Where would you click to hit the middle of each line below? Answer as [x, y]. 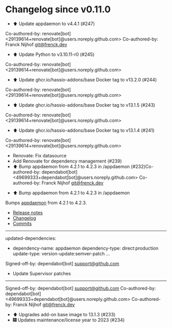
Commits [22, 223]
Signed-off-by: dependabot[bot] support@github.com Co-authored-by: [81, 288]
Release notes [28, 212]
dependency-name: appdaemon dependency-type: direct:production [85, 248]
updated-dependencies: [31, 238]
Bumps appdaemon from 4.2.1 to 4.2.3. [46, 202]
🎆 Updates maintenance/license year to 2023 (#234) [69, 320]
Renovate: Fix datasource [39, 155]
